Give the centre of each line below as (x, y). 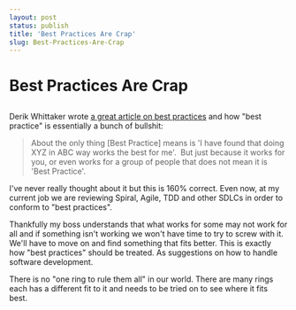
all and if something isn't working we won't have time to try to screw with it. (147, 233)
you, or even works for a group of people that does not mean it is (149, 161)
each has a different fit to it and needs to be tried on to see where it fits (138, 288)
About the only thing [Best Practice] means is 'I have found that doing (157, 143)
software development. (51, 261)
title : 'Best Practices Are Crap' (73, 34)
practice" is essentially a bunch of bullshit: (86, 126)
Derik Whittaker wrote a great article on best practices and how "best (136, 116)
